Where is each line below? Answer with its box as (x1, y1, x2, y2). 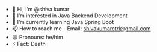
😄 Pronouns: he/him (11, 33, 63, 41)
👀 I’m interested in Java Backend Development (11, 12, 128, 19)
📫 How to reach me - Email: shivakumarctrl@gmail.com (11, 25, 151, 32)
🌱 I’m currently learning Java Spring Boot (11, 19, 114, 25)
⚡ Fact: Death (11, 41, 46, 47)
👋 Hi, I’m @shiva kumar (11, 6, 70, 13)
